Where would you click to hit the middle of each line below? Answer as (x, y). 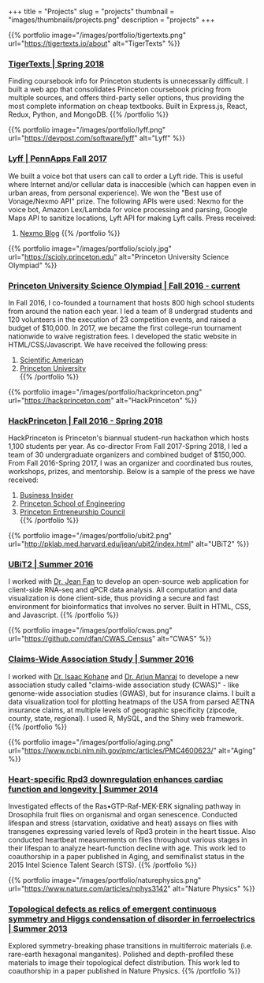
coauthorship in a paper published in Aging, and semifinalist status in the (126, 857)
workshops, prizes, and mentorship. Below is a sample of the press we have (132, 472)
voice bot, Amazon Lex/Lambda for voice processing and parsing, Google (128, 209)
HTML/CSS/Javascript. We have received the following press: (108, 344)
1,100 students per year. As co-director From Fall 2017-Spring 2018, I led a (128, 447)
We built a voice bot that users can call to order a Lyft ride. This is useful (126, 176)
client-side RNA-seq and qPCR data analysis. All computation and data (123, 590)
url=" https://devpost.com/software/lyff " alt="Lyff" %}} (97, 138)
